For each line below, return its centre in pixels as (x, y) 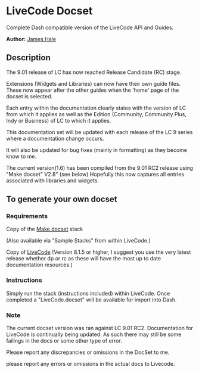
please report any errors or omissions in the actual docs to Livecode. (91, 364)
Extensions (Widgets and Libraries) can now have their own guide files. (93, 83)
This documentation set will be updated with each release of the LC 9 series (99, 132)
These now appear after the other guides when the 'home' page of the (93, 90)
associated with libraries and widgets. (53, 181)
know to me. (21, 156)
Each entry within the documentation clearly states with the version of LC (96, 108)
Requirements (27, 216)
